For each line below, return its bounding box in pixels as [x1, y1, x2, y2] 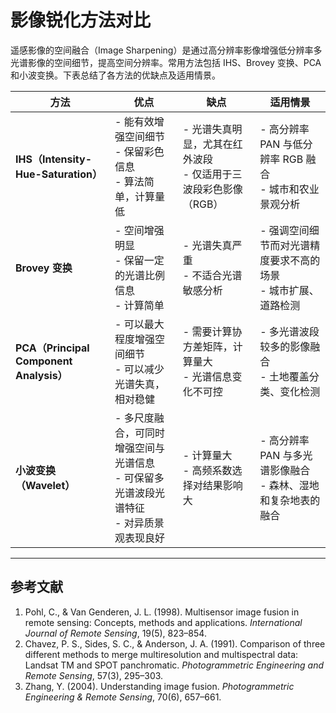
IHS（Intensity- [15, 152, 93, 166]
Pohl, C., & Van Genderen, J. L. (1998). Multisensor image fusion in [24, 606, 300, 618]
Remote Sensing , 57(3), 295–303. [24, 669, 164, 681]
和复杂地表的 [259, 493, 321, 507]
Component [15, 354, 73, 368]
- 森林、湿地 [259, 478, 320, 492]
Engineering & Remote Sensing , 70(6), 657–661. [24, 691, 222, 703]
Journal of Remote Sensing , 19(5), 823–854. [24, 627, 207, 639]
